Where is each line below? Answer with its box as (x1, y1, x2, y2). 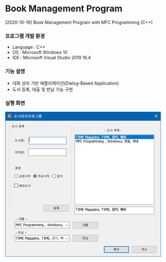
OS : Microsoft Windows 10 (12, 49, 68, 55)
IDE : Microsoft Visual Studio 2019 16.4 (12, 55, 91, 61)
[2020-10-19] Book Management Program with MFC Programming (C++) (5, 19, 153, 25)
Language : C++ (12, 44, 45, 50)
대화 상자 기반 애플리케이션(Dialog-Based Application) (12, 80, 119, 86)
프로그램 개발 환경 (5, 33, 45, 40)
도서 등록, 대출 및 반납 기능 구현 (12, 86, 73, 92)
